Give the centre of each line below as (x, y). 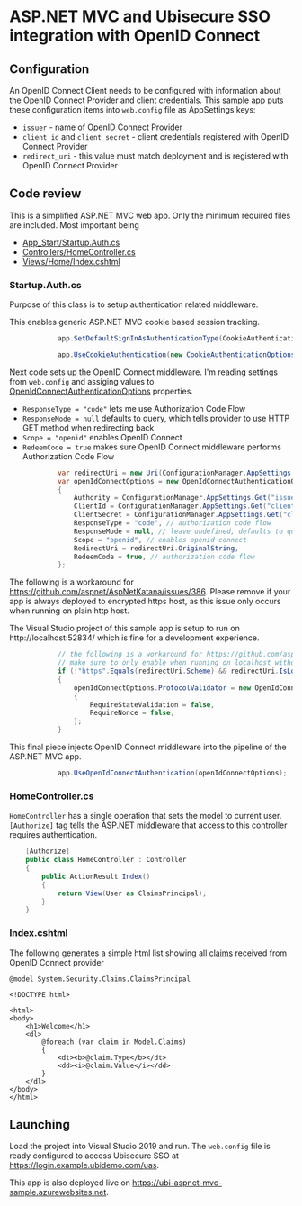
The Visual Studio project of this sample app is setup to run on (124, 629)
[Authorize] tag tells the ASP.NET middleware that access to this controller (148, 825)
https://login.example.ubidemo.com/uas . (84, 1165)
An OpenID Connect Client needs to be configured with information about (145, 91)
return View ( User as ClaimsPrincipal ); (132, 893)
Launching (40, 1124)
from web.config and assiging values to (82, 381)
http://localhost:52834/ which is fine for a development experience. (134, 638)
